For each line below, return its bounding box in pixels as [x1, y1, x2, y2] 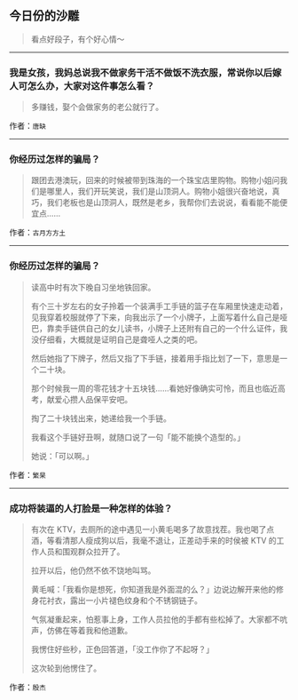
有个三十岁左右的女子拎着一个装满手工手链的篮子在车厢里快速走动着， [30, 300, 288, 311]
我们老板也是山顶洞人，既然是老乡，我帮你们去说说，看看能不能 [46, 197, 280, 208]
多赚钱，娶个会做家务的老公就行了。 [30, 101, 164, 113]
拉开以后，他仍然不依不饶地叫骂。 [30, 565, 156, 576]
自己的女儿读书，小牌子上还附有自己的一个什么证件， [85, 322, 280, 333]
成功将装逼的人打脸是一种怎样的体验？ [9, 502, 173, 514]
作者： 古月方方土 [9, 227, 67, 238]
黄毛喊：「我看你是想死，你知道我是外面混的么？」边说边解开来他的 [30, 585, 277, 594]
